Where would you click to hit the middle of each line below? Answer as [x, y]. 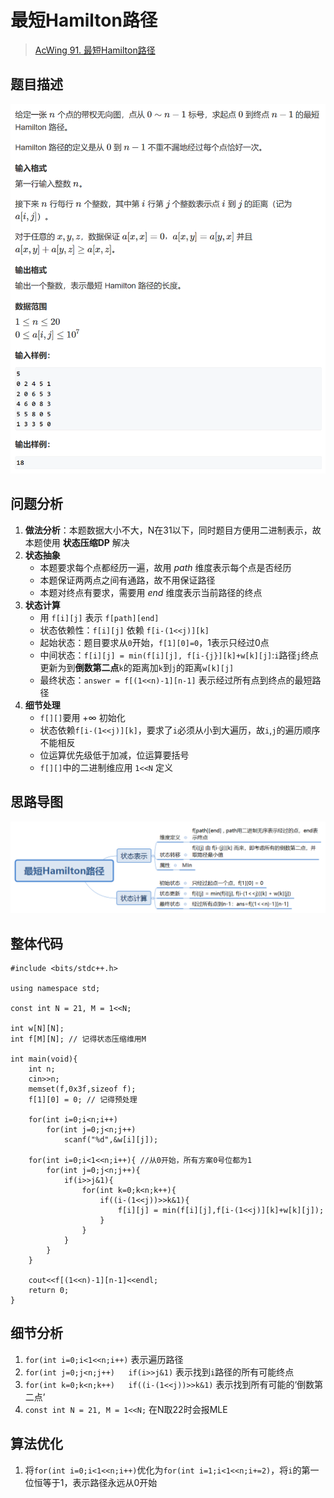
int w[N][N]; [37, 1029]
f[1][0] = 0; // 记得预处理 [83, 1100]
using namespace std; [55, 989]
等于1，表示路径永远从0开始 [100, 1482]
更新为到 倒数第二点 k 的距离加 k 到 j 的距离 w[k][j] [137, 667]
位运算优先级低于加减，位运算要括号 [114, 755]
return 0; [49, 1291]
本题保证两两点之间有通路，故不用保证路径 [127, 580]
